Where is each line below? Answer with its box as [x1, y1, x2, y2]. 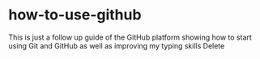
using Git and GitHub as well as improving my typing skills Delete [8, 40, 225, 50]
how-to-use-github [8, 6, 142, 24]
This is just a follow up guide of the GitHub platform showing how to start [8, 32, 253, 42]
